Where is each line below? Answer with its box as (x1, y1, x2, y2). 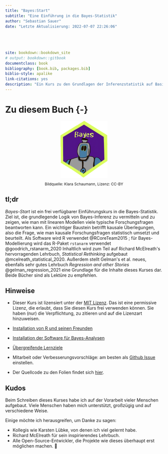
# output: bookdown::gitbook (5, 55, 66, 60)
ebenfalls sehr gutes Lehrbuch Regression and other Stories (5, 261, 129, 267)
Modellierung (5, 240, 32, 246)
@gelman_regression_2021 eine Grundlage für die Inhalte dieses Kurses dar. (5, 267, 162, 273)
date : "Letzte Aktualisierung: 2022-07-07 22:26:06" (5, 24, 117, 29)
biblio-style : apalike (5, 71, 52, 76)
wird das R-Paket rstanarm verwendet (33, 240, 111, 246)
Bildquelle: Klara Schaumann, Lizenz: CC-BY (44, 181, 123, 187)
